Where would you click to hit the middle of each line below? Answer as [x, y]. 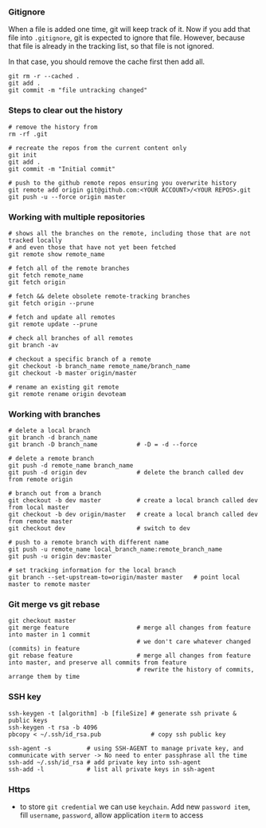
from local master [39, 508]
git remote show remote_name [57, 254]
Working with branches [55, 414]
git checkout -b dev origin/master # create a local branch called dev [133, 515]
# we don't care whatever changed [194, 642]
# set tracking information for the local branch [92, 570]
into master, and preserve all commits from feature [98, 663]
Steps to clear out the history [66, 110]
